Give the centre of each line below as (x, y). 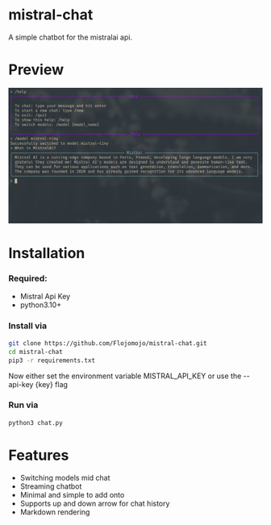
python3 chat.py (35, 423)
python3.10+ (41, 305)
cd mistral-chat (35, 352)
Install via (27, 326)
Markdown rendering (55, 512)
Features (39, 455)
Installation (47, 254)
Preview (36, 70)
